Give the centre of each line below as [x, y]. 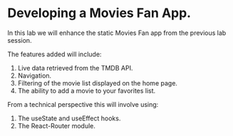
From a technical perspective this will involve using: [83, 104]
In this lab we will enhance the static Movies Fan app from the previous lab [117, 33]
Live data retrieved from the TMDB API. [75, 68]
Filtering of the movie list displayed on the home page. [98, 83]
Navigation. [35, 75]
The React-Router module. [57, 125]
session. [20, 40]
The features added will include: [55, 54]
